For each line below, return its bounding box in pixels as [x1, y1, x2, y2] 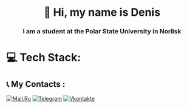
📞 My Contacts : [6, 79, 66, 89]
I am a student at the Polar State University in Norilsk [22, 27, 182, 36]
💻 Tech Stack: [6, 51, 81, 64]
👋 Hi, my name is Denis [43, 5, 161, 19]
